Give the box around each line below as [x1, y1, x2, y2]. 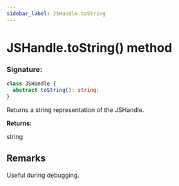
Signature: [6, 64, 43, 74]
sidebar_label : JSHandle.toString [6, 10, 106, 17]
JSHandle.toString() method [6, 39, 173, 55]
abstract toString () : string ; [12, 86, 100, 93]
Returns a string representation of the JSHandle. [6, 105, 144, 114]
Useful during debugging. [6, 171, 80, 179]
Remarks [6, 153, 46, 165]
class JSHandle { [6, 80, 57, 87]
